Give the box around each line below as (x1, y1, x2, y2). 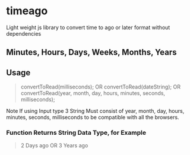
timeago (6, 4, 48, 18)
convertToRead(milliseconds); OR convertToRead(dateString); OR (20, 83, 181, 90)
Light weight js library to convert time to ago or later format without (6, 24, 170, 31)
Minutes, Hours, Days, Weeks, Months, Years (6, 48, 177, 58)
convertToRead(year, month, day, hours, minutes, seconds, (20, 90, 165, 97)
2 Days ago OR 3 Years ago (20, 142, 88, 149)
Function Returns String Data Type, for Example (6, 129, 147, 137)
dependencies (6, 30, 42, 37)
